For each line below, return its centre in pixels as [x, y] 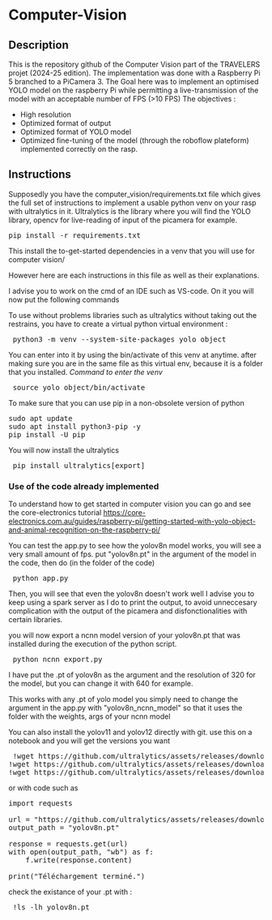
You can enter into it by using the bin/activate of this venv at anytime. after [132, 355]
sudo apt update [40, 418]
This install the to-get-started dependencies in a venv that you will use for [132, 251]
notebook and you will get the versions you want [89, 741]
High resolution [45, 114]
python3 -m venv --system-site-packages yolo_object [119, 339]
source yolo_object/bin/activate [79, 387]
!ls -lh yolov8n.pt [51, 907]
